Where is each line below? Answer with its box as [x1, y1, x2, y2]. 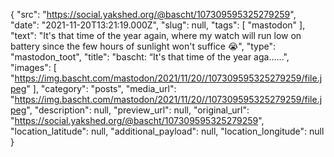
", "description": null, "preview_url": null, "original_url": [26, 104, 250, 116]
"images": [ [10, 62, 57, 73]
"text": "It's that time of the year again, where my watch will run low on [10, 30, 302, 41]
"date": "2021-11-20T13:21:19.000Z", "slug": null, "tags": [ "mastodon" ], [10, 19, 306, 31]
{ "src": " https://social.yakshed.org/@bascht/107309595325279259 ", [10, 9, 297, 20]
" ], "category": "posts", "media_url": [26, 83, 177, 94]
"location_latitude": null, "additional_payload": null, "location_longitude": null [10, 125, 325, 137]
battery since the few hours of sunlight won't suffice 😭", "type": [10, 40, 276, 52]
